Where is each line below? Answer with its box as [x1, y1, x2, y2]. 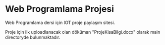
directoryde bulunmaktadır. [5, 34, 60, 40]
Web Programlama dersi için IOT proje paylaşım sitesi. [5, 20, 115, 25]
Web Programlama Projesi [5, 3, 114, 15]
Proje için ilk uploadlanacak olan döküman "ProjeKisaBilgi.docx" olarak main [5, 29, 161, 35]
